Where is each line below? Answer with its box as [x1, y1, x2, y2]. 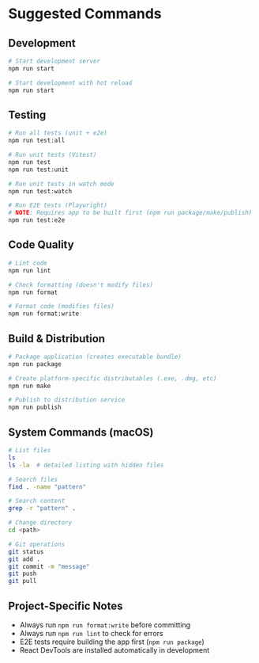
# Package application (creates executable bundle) [8, 352, 182, 360]
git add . [8, 555, 41, 563]
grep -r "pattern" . [8, 505, 77, 512]
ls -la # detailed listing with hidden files [8, 461, 164, 469]
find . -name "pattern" [8, 482, 87, 491]
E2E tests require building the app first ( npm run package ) [19, 637, 205, 646]
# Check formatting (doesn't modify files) [8, 280, 154, 289]
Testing [8, 108, 47, 121]
